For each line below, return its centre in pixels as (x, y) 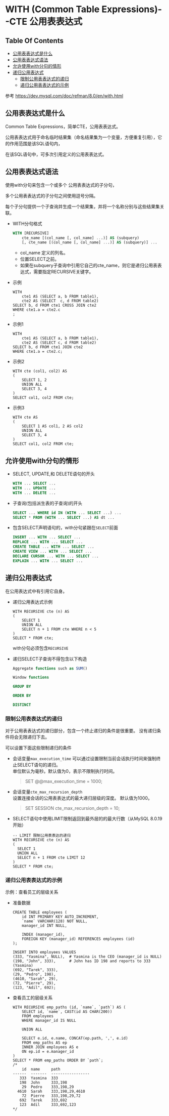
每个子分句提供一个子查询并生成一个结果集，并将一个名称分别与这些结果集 (82, 206)
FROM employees (38, 1016)
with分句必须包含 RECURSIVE (40, 648)
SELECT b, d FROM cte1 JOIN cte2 (48, 347)
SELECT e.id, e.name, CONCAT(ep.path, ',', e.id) (75, 1039)
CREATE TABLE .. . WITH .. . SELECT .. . (53, 547)
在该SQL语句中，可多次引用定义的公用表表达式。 (56, 154)
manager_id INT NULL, (44, 926)
